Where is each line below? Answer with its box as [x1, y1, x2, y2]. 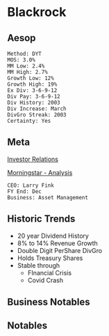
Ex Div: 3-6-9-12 [7, 87, 58, 94]
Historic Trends [7, 213, 76, 225]
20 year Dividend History [17, 231, 89, 240]
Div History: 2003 [7, 99, 60, 106]
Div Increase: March [7, 105, 67, 112]
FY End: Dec [7, 188, 42, 195]
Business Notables [7, 296, 90, 308]
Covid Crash [27, 276, 64, 284]
